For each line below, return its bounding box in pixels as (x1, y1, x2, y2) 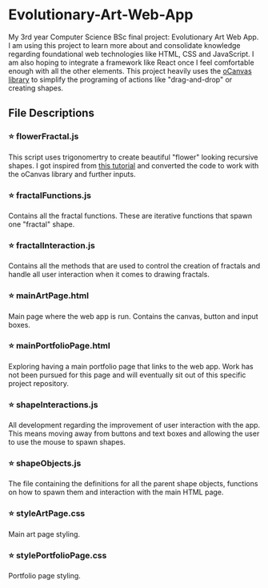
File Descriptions (8, 107, 94, 120)
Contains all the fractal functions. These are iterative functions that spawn (8, 211, 253, 220)
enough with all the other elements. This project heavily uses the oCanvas (8, 66, 252, 75)
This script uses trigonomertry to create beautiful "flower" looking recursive (8, 152, 258, 162)
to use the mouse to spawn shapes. (8, 437, 126, 447)
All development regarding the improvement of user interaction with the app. (8, 421, 261, 430)
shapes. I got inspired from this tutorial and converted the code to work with (8, 160, 259, 170)
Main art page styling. (8, 529, 81, 538)
